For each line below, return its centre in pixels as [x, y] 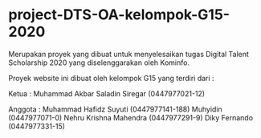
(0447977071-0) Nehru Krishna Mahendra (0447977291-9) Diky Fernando [131, 117]
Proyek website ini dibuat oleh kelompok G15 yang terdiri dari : [111, 78]
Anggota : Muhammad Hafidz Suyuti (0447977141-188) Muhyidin [115, 109]
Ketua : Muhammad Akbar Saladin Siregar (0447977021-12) [107, 93]
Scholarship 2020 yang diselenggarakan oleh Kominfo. [99, 63]
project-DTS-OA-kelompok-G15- [119, 15]
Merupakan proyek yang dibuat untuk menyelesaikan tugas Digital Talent [128, 54]
